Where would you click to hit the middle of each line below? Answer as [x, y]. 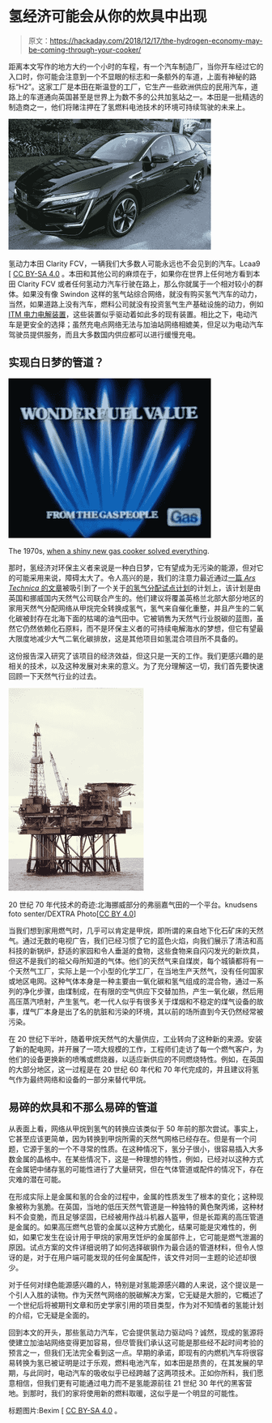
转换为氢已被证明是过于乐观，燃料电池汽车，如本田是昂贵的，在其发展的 [136, 1362]
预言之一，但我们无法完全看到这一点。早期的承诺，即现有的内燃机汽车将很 [132, 1352]
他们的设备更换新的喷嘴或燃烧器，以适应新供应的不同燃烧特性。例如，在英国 [136, 1059]
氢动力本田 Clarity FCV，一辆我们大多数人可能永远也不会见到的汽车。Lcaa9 [134, 264]
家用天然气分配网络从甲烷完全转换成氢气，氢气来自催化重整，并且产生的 [129, 608]
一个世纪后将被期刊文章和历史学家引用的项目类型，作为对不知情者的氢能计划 [136, 1305]
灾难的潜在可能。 [37, 1179]
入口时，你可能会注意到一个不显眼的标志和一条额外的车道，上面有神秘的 [129, 76]
